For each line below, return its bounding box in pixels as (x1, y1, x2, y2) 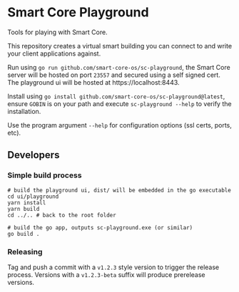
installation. (7, 107, 41, 115)
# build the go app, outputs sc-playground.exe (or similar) (7, 224, 193, 231)
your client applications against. (7, 49, 101, 58)
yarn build (7, 205, 40, 212)
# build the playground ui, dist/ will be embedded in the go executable (7, 187, 232, 194)
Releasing (7, 246, 43, 256)
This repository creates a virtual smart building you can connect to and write (7, 41, 233, 50)
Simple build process (7, 170, 82, 180)
